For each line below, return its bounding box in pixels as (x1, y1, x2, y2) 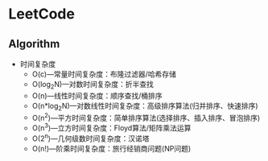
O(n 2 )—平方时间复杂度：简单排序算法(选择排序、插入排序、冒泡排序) (31, 111, 261, 122)
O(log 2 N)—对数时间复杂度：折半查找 (31, 80, 155, 91)
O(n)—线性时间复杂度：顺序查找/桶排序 (31, 90, 163, 101)
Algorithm (8, 37, 60, 51)
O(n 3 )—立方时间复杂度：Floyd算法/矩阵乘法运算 (31, 122, 192, 133)
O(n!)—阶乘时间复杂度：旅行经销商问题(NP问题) (31, 143, 192, 153)
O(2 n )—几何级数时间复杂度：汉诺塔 (31, 132, 150, 143)
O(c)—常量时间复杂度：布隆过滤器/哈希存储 (31, 69, 177, 79)
